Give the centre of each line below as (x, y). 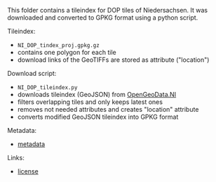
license (28, 171)
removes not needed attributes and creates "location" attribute (108, 109)
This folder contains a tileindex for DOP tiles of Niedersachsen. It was (108, 10)
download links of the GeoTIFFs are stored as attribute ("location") (113, 60)
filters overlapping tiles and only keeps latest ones (90, 102)
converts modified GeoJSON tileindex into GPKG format (98, 117)
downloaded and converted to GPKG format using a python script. (103, 18)
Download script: (32, 73)
